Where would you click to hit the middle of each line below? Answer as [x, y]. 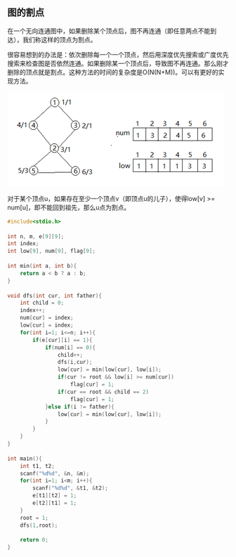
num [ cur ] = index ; [47, 318]
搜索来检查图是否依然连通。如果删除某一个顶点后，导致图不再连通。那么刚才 [118, 63]
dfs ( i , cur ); [75, 362]
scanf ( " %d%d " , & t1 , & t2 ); [71, 488]
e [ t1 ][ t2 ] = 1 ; [55, 496]
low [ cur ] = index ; [47, 325]
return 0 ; [34, 540]
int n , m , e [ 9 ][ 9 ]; [36, 236]
